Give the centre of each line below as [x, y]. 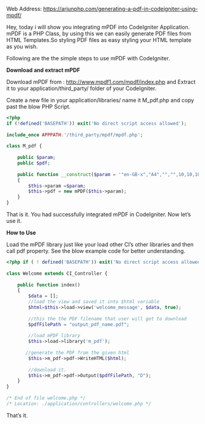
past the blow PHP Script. [39, 107]
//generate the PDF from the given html [77, 353]
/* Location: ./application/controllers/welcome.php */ [79, 404]
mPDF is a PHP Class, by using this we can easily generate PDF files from [99, 34]
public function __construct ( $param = [67, 174]
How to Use [21, 233]
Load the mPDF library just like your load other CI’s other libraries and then [100, 244]
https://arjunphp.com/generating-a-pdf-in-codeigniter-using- [120, 9]
